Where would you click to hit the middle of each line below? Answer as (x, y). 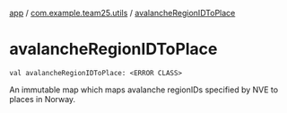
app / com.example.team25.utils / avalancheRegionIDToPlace (122, 13)
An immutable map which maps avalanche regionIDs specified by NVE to (144, 90)
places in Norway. (43, 99)
